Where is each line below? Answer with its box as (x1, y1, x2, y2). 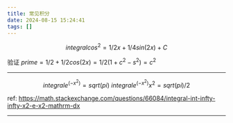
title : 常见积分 (7, 10, 50, 17)
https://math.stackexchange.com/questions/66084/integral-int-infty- (18, 95, 216, 103)
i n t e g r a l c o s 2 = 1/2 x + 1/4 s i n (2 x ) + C (65, 42, 168, 52)
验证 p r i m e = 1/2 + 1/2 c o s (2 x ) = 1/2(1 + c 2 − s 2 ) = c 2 (7, 57, 157, 66)
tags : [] (7, 23, 33, 30)
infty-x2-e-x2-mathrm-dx (7, 101, 80, 110)
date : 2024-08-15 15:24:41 (7, 17, 85, 24)
